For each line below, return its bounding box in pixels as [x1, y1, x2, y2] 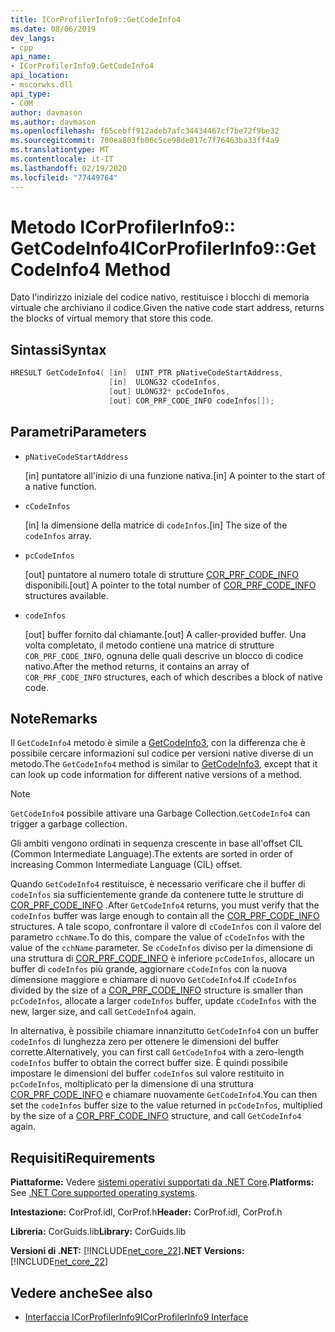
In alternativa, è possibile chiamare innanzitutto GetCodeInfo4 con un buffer [10, 1025, 319, 1037]
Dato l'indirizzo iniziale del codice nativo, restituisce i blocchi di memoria [10, 291, 310, 303]
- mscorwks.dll [10, 80, 74, 90]
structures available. [24, 589, 109, 601]
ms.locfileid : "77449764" [10, 172, 118, 183]
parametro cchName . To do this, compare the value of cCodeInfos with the [10, 931, 306, 943]
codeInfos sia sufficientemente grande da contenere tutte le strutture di [10, 889, 304, 901]
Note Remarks [10, 710, 98, 727]
